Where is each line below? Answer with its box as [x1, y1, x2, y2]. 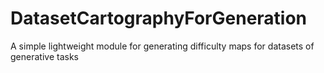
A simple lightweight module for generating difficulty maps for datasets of [10, 40, 315, 52]
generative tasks [10, 50, 79, 62]
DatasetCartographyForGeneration [10, 7, 308, 30]
